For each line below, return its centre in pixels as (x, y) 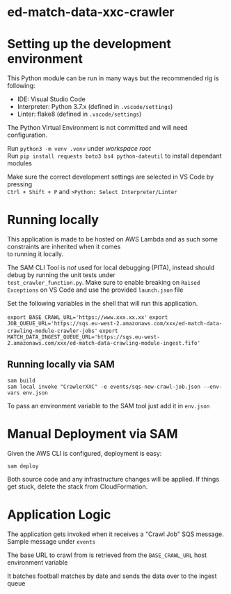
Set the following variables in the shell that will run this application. (103, 304)
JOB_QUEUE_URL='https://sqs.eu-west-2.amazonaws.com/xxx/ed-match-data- (115, 324)
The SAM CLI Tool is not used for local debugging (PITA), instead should (111, 268)
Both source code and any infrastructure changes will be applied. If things (113, 479)
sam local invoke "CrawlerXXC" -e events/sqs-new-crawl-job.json (104, 387)
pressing (20, 184)
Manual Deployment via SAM (93, 434)
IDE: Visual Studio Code (51, 99)
